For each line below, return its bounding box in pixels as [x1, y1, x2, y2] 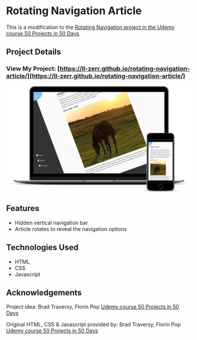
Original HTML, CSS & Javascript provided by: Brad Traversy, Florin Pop [6, 321, 181, 328]
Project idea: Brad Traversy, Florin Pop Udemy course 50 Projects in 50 [6, 303, 179, 311]
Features [6, 203, 40, 213]
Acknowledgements [6, 288, 82, 298]
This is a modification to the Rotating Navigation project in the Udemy [6, 24, 175, 31]
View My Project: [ [6, 65, 60, 73]
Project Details [6, 47, 61, 57]
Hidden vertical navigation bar [14, 219, 88, 226]
